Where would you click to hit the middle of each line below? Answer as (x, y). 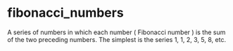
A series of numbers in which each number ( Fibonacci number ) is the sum (116, 32)
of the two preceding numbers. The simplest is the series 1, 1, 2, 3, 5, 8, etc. (117, 39)
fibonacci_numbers (66, 13)
